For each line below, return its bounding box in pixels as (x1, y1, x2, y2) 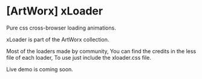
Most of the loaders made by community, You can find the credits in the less (6, 47, 197, 55)
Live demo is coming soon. (6, 65, 74, 73)
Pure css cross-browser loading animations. (6, 24, 116, 31)
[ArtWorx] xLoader (6, 4, 103, 18)
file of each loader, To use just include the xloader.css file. (6, 54, 151, 61)
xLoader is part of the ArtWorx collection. (6, 36, 109, 43)
